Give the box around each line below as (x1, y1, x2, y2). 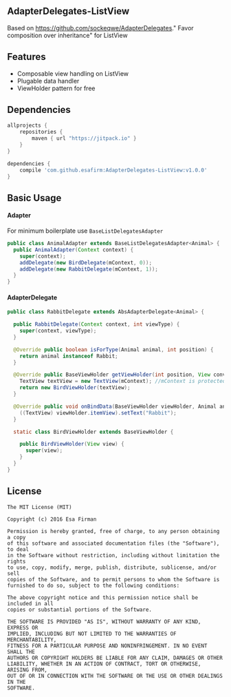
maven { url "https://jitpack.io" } (32, 135, 137, 142)
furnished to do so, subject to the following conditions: (7, 582, 180, 589)
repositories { (19, 129, 63, 136)
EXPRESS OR (7, 624, 38, 631)
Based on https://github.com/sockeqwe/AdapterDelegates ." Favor (7, 23, 194, 32)
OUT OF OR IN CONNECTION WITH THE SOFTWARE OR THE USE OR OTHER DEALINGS (7, 672, 223, 679)
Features (7, 51, 46, 63)
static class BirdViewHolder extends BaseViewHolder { (13, 428, 174, 435)
